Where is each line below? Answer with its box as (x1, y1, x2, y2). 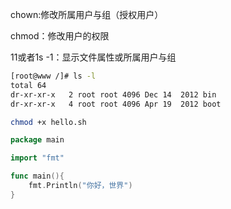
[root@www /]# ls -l (10, 71, 97, 81)
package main (10, 135, 65, 145)
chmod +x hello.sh (10, 117, 87, 127)
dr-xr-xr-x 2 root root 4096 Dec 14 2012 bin (10, 89, 217, 100)
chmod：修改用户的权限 (10, 30, 110, 42)
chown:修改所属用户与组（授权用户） (10, 9, 164, 20)
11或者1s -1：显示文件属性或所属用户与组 (10, 51, 177, 63)
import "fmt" (10, 153, 65, 163)
